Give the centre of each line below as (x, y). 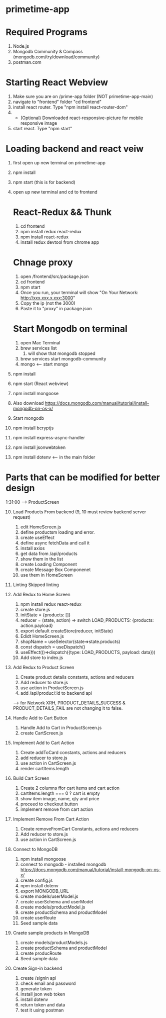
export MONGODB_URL (44, 891)
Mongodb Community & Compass (48, 52)
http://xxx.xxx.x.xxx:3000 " (48, 298)
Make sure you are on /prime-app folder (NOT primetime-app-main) (83, 97)
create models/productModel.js (53, 907)
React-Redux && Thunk (62, 212)
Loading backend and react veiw (75, 149)
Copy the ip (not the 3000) (48, 303)
